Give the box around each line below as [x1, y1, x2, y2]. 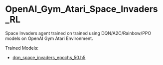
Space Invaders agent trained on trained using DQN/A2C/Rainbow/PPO [5, 30, 152, 36]
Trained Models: [5, 45, 39, 51]
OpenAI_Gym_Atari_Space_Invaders [5, 3, 158, 15]
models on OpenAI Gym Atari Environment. [5, 35, 93, 41]
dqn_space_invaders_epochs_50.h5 [12, 54, 86, 60]
